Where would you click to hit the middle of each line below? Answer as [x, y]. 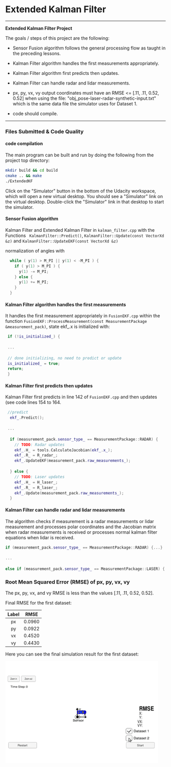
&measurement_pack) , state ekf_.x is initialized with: [58, 326]
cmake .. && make [24, 176]
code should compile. [35, 114]
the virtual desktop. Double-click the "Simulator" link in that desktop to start [85, 202]
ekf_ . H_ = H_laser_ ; [36, 482]
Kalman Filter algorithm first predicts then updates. [66, 73]
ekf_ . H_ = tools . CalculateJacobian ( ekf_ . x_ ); [64, 450]
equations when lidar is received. [40, 537]
